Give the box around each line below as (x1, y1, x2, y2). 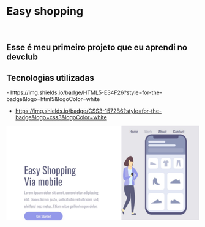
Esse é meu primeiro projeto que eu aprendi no (6, 42, 188, 53)
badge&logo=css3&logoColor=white (15, 114, 107, 121)
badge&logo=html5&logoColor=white (6, 95, 100, 103)
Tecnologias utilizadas (6, 72, 94, 83)
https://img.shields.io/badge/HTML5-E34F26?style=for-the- (10, 89, 162, 96)
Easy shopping (6, 4, 84, 18)
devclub (6, 52, 38, 62)
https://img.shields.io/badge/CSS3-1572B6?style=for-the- (15, 107, 162, 114)
